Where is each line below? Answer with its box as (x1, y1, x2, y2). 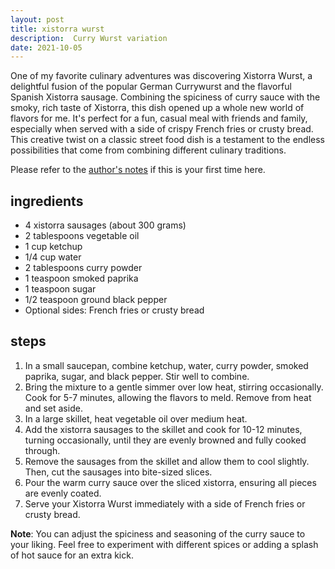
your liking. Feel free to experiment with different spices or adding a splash (10, 538, 319, 550)
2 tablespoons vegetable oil (24, 230, 140, 242)
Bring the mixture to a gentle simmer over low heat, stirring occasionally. (24, 381, 324, 393)
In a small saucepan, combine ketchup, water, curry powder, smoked (24, 359, 309, 371)
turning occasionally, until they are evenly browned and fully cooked (24, 434, 307, 446)
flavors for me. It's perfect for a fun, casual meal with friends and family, (10, 112, 308, 125)
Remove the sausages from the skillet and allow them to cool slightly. (24, 455, 310, 467)
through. (24, 444, 61, 456)
